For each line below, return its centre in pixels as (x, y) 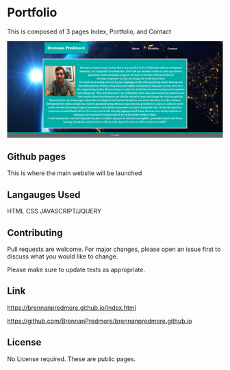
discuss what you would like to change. (63, 256)
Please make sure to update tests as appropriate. (76, 270)
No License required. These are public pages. (72, 359)
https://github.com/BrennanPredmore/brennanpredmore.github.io (100, 321)
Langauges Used (44, 195)
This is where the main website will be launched (75, 173)
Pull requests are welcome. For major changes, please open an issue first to (114, 249)
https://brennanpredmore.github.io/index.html (72, 307)
